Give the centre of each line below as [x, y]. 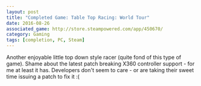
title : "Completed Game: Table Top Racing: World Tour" [78, 18]
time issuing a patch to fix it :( [43, 77]
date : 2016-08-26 [28, 23]
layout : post [23, 12]
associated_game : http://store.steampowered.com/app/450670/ [85, 29]
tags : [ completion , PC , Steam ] [46, 40]
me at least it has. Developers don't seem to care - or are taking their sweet [100, 70]
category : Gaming [28, 35]
